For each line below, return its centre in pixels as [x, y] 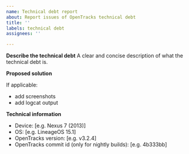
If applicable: [22, 85]
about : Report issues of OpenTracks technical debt [71, 17]
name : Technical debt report [42, 12]
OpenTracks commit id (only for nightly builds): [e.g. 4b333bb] [91, 145]
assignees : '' [24, 34]
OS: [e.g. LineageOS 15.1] [45, 132]
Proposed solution [29, 73]
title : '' [18, 23]
